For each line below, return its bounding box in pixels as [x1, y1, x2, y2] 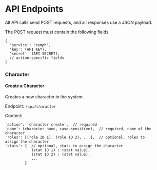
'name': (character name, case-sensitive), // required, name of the [5, 127, 152, 132]
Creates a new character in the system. [5, 94, 84, 100]
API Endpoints [5, 3, 64, 15]
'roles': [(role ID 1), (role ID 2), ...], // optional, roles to [5, 135, 145, 140]
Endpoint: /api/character [5, 103, 56, 109]
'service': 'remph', [9, 42, 51, 47]
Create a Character [5, 83, 45, 89]
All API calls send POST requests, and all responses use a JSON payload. [5, 19, 153, 25]
